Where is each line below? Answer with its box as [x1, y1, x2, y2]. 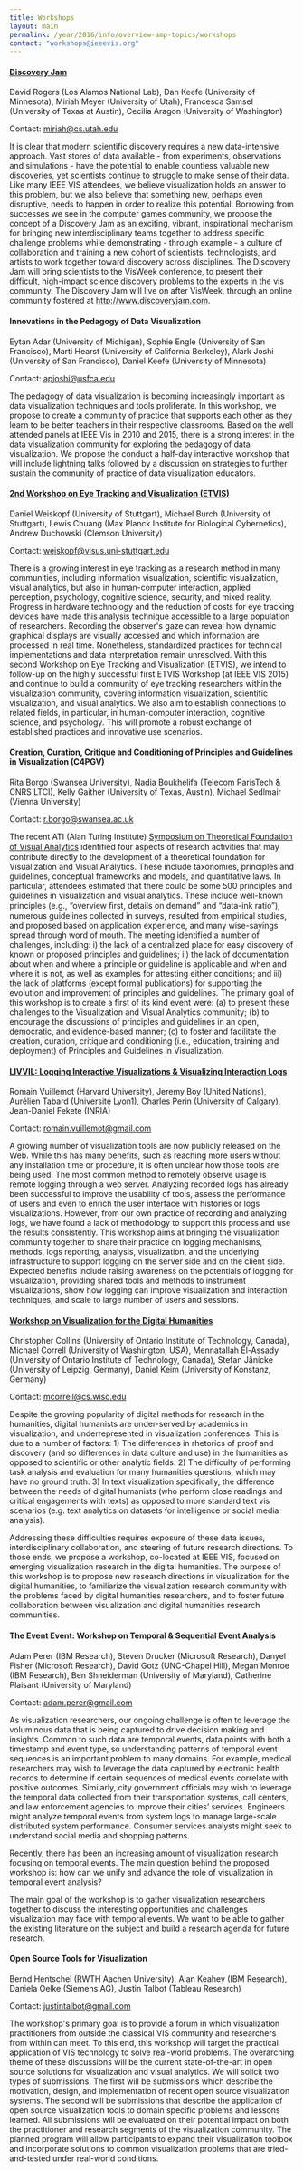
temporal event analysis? [9, 1877, 102, 1887]
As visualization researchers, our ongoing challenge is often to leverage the [9, 1714, 291, 1725]
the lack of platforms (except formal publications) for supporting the [9, 978, 263, 989]
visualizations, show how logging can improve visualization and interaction [9, 1285, 288, 1296]
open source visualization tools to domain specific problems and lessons [9, 2104, 280, 2116]
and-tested [9, 2153, 52, 2164]
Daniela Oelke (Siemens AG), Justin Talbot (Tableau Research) [9, 1983, 241, 1993]
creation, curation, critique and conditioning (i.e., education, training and [9, 1036, 279, 1047]
